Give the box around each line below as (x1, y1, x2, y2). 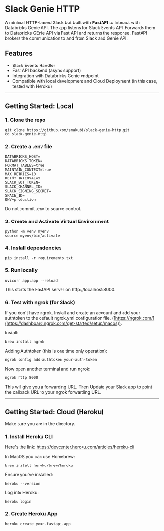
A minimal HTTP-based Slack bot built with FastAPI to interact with (5, 20, 140, 25)
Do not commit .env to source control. (5, 205, 82, 211)
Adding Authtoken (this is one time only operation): (5, 348, 107, 354)
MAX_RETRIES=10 (5, 171, 36, 177)
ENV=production (5, 197, 36, 202)
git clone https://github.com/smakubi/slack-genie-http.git (5, 128, 130, 133)
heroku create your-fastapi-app (5, 522, 71, 527)
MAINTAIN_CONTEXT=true (5, 167, 51, 172)
